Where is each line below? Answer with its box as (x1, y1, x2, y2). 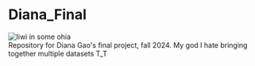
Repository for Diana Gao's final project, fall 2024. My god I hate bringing (8, 40, 248, 49)
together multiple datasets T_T (8, 49, 108, 58)
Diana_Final (8, 6, 87, 24)
